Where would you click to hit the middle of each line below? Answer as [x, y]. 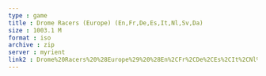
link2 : [21, 60]
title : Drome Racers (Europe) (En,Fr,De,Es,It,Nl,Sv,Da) [106, 23]
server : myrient [37, 52]
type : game [28, 15]
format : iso [30, 38]
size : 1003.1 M [35, 30]
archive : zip [32, 45]
